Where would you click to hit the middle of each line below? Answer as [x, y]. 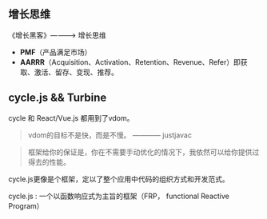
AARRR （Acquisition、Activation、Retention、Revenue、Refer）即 [130, 62]
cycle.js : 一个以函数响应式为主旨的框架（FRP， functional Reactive [119, 196]
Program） [26, 205]
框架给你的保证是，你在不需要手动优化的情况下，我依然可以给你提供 [140, 152]
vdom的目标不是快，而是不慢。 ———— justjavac [110, 135]
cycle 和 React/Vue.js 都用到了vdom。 [71, 117]
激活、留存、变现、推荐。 [76, 72]
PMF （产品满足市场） [56, 52]
